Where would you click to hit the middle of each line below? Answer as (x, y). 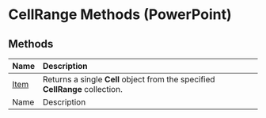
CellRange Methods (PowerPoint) (120, 15)
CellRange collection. (82, 89)
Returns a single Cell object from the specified (129, 79)
